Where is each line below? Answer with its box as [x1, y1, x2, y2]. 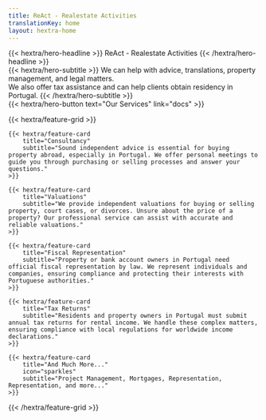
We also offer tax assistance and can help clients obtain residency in [8, 82, 233, 92]
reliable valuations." [8, 221, 84, 229]
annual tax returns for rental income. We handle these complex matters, [8, 319, 259, 327]
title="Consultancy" [22, 137, 91, 145]
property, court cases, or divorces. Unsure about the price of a [8, 207, 233, 216]
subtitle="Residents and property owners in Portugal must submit [22, 312, 248, 320]
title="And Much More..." [22, 361, 109, 369]
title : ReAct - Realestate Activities [8, 11, 137, 20]
